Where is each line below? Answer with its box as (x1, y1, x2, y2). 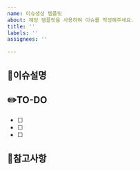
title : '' (7, 23, 36, 30)
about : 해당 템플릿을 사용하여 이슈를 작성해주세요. (7, 17, 134, 24)
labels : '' (7, 29, 39, 37)
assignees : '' (7, 36, 48, 43)
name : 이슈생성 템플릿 (7, 10, 62, 17)
